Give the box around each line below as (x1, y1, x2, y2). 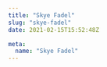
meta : (8, 40, 26, 48)
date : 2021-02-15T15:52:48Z (8, 26, 100, 33)
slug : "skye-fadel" (8, 19, 72, 26)
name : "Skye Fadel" (15, 48, 79, 55)
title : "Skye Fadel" (8, 11, 76, 19)
